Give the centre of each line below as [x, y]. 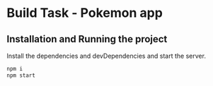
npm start [21, 75]
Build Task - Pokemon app [85, 13]
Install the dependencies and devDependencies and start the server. [106, 56]
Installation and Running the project [87, 39]
